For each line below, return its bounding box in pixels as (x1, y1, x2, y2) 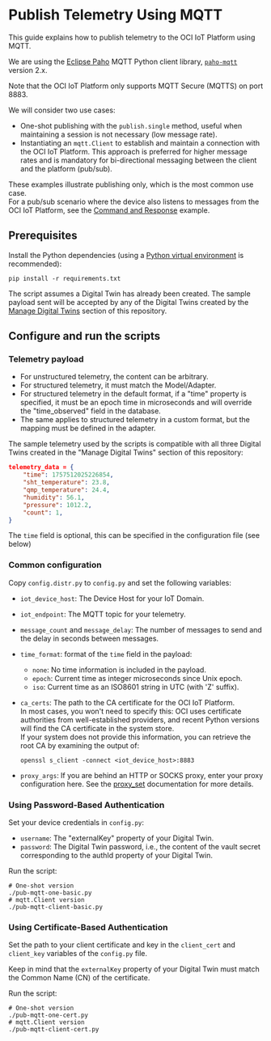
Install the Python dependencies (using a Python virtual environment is (8, 250, 244, 260)
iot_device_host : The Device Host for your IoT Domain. (19, 593, 205, 603)
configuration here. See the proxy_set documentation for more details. (19, 779, 254, 789)
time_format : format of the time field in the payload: (19, 649, 193, 658)
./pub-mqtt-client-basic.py (8, 903, 104, 912)
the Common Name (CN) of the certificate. (8, 973, 150, 983)
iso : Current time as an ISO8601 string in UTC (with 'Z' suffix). (32, 682, 239, 692)
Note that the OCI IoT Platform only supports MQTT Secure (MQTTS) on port (8, 81, 264, 91)
